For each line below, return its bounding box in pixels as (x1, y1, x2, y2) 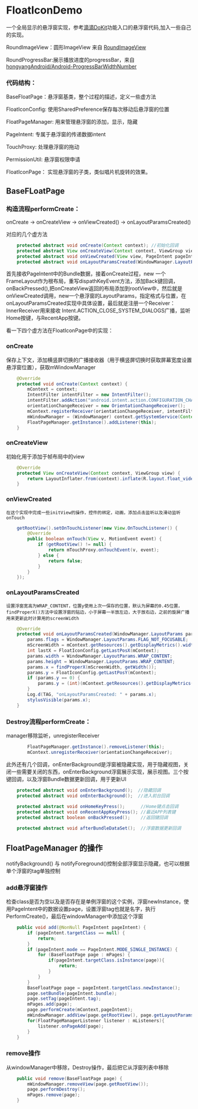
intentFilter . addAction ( (27, 398, 88, 403)
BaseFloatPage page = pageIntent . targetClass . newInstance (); (27, 985, 181, 991)
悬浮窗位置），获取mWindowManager (6, 363, 96, 370)
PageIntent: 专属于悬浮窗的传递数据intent (6, 131, 106, 138)
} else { (37, 552, 60, 558)
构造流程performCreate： (6, 205, 81, 213)
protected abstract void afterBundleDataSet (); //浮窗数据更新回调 (16, 825, 181, 832)
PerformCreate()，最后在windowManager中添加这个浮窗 (6, 913, 143, 920)
